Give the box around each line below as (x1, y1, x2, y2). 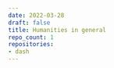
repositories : (8, 41, 55, 48)
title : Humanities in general (8, 26, 107, 34)
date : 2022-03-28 (8, 11, 65, 20)
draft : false (8, 19, 51, 27)
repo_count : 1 (8, 33, 55, 41)
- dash (8, 48, 30, 55)
